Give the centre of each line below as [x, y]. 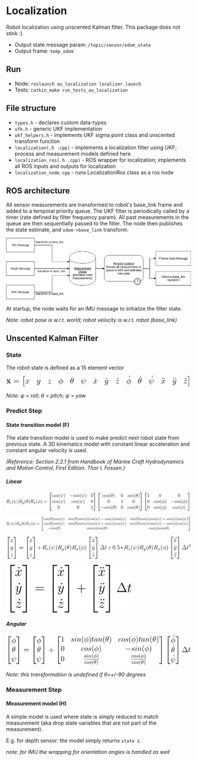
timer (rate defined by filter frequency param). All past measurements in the [98, 217]
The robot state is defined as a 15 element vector [65, 368]
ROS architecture [38, 191]
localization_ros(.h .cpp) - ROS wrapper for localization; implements [100, 160]
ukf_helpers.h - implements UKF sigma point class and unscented [95, 135]
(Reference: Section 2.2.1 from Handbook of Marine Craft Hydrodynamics [95, 462]
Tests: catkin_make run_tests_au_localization [71, 90]
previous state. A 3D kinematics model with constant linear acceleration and [98, 444]
